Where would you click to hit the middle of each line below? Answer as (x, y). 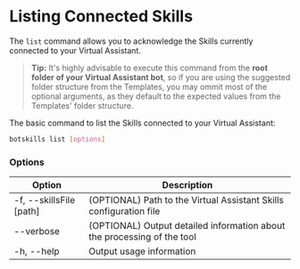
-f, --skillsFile (45, 200)
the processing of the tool (142, 237)
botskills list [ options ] (57, 139)
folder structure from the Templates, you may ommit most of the (149, 86)
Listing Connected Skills (101, 16)
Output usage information (142, 251)
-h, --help (37, 251)
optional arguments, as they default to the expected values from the (156, 96)
